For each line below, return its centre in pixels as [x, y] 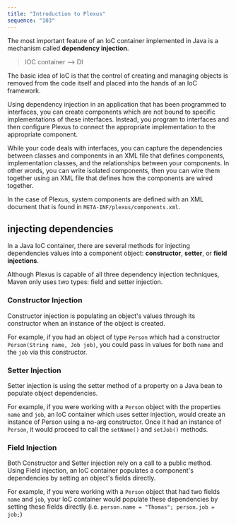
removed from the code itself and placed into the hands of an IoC [102, 83]
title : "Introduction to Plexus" [57, 14]
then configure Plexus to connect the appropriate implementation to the [111, 126]
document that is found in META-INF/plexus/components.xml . [94, 206]
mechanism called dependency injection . [68, 48]
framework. [24, 90]
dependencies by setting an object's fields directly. [82, 478]
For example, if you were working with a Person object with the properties [114, 406]
